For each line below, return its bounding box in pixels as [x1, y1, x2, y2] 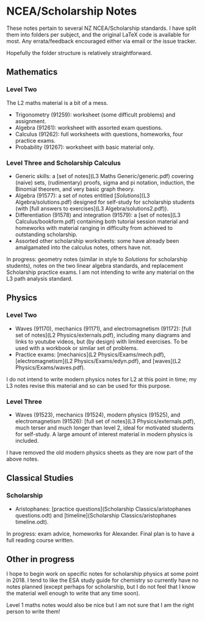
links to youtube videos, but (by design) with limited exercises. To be [15, 337, 188, 345]
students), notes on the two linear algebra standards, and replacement [6, 262, 184, 269]
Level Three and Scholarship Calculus [6, 159, 121, 167]
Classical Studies [6, 473, 74, 483]
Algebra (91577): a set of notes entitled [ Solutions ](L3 [15, 192, 151, 199]
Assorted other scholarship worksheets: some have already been [15, 237, 179, 245]
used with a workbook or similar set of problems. [15, 344, 138, 351]
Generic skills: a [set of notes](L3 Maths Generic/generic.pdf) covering [15, 172, 194, 179]
